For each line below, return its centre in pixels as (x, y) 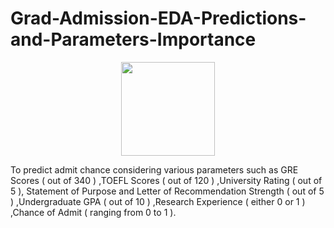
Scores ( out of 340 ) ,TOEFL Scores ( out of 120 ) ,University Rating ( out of (166, 180)
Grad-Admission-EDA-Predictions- (158, 18)
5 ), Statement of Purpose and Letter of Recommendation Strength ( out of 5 (167, 191)
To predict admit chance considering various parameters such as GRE (154, 169)
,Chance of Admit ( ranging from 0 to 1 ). (93, 212)
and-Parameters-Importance (133, 39)
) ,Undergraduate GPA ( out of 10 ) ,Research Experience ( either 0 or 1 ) (158, 201)
